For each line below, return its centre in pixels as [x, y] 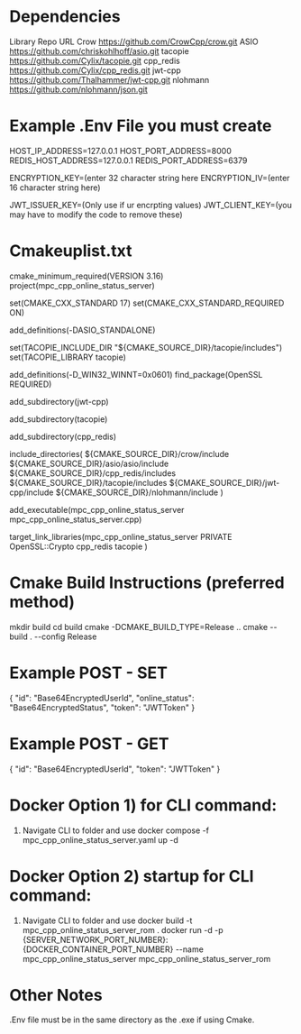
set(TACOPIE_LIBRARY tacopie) [68, 357]
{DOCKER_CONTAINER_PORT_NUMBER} [98, 949]
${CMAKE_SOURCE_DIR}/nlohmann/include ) [139, 492]
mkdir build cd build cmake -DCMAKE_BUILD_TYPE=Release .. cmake [139, 627]
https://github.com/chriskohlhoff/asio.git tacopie [99, 50]
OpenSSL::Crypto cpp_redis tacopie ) [79, 546]
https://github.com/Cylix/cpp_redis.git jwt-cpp [96, 70]
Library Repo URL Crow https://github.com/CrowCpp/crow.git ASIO [134, 41]
